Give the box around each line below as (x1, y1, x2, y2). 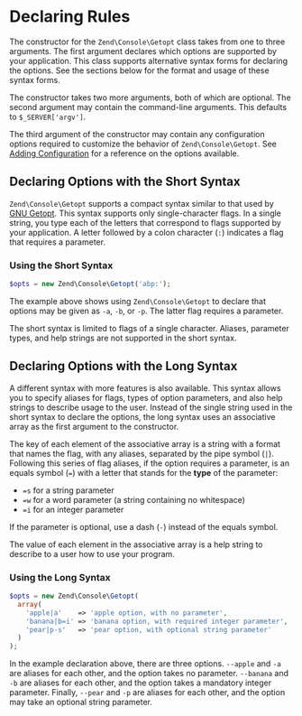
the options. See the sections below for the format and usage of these (9, 65, 270, 76)
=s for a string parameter (22, 485, 114, 496)
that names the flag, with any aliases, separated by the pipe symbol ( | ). (9, 448, 275, 459)
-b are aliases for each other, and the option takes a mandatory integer (9, 677, 272, 688)
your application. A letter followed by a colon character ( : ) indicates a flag (9, 227, 284, 237)
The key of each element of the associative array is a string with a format (9, 438, 281, 449)
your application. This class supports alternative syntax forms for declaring (9, 55, 288, 66)
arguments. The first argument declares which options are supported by (9, 45, 278, 56)
